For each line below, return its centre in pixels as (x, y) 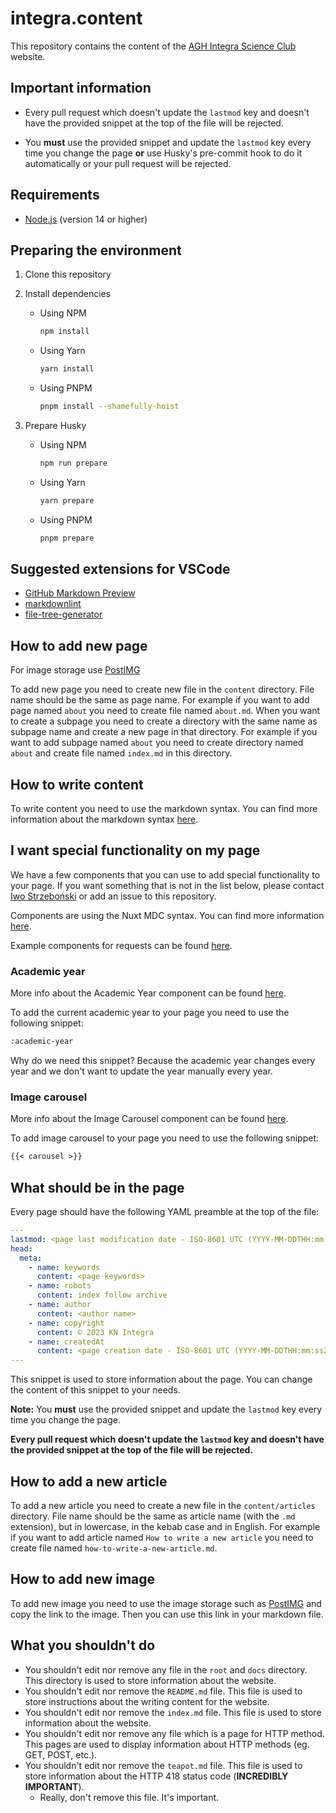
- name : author (60, 1305)
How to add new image (83, 1579)
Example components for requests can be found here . (121, 945)
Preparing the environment (96, 250)
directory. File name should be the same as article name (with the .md (153, 1516)
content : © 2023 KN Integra (95, 1332)
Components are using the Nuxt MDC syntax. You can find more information (167, 915)
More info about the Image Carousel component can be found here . (149, 1119)
